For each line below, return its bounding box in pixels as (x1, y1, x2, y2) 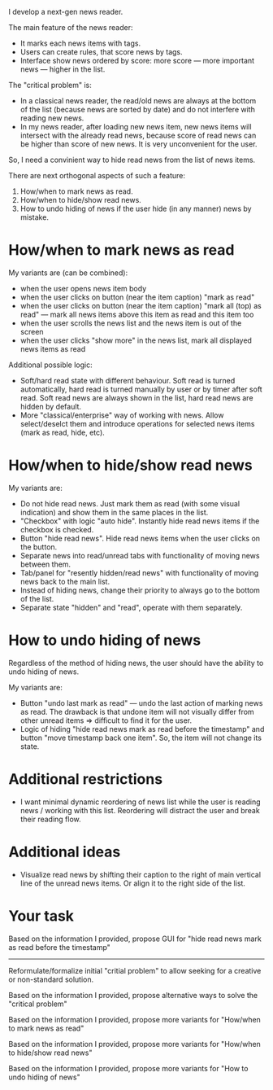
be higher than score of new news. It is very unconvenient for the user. (19, 139, 258, 149)
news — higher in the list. (19, 64, 106, 74)
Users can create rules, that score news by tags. (19, 47, 183, 56)
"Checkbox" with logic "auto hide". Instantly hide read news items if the (19, 516, 260, 526)
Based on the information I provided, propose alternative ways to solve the (8, 990, 258, 1000)
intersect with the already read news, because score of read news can (19, 130, 257, 140)
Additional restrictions (8, 770, 163, 788)
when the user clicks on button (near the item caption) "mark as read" (19, 292, 255, 302)
